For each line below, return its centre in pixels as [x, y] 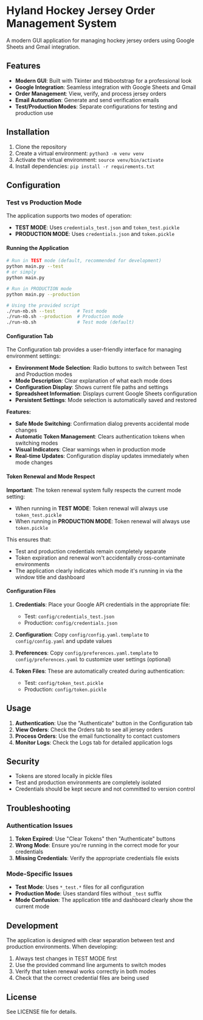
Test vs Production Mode [44, 203]
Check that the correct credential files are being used [82, 978]
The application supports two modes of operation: [69, 216]
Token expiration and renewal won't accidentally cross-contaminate [100, 558]
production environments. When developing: [62, 947]
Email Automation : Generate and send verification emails [87, 100]
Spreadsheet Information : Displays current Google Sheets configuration [106, 394]
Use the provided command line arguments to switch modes [91, 965]
